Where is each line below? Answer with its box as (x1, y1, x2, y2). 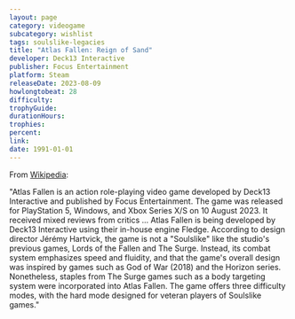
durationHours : (9, 112, 66, 121)
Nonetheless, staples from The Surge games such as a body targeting (9, 271, 266, 282)
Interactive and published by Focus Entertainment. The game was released (9, 196, 283, 206)
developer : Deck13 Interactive (9, 54, 125, 63)
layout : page (9, 12, 58, 22)
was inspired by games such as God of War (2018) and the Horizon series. (9, 261, 282, 272)
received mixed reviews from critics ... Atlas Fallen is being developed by (9, 214, 276, 225)
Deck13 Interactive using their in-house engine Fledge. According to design (9, 223, 286, 235)
